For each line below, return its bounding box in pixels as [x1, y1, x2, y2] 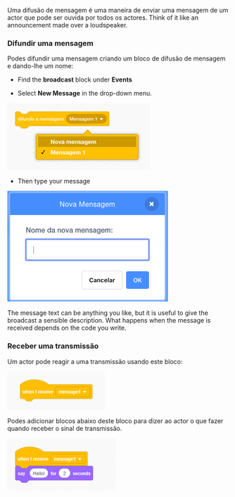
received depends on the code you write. [7, 323, 127, 333]
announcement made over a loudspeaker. [7, 21, 128, 29]
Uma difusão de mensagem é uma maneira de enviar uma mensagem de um [7, 6, 229, 14]
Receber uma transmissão [7, 341, 99, 351]
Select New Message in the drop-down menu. [17, 89, 153, 98]
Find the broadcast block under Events [17, 75, 132, 84]
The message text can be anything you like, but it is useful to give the [7, 309, 209, 317]
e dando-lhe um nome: [7, 62, 74, 70]
